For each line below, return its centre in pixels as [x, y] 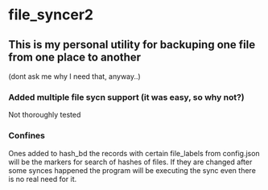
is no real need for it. [43, 179]
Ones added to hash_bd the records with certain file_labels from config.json [134, 153]
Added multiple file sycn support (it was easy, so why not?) [126, 97]
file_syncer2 [51, 15]
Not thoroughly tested [45, 115]
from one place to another [75, 57]
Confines [27, 136]
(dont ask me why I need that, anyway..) [74, 76]
